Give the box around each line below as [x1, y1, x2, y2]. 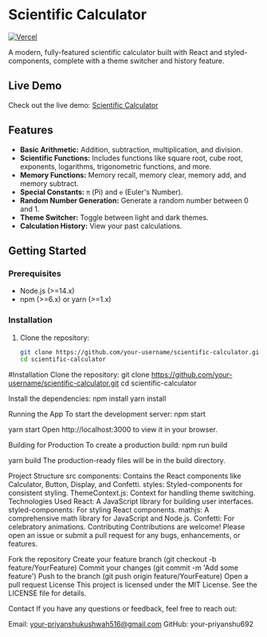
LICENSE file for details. [8, 588, 87, 598]
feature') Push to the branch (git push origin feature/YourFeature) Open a [8, 572, 249, 581]
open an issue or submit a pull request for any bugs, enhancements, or [8, 531, 241, 540]
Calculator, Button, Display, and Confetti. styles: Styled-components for [8, 480, 243, 489]
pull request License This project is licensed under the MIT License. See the [8, 580, 257, 590]
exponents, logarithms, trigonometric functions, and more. [19, 161, 212, 171]
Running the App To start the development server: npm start [8, 409, 206, 419]
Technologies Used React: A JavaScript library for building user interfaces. [8, 497, 253, 506]
